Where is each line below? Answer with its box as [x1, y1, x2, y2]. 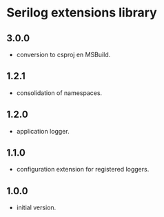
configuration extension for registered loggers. [16, 165, 150, 174]
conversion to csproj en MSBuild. [16, 50, 111, 59]
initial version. [16, 203, 57, 211]
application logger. [16, 127, 70, 135]
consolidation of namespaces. [16, 88, 103, 97]
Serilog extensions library [6, 5, 158, 21]
